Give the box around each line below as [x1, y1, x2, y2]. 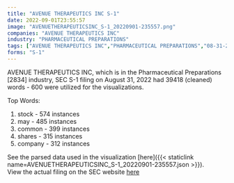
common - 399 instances [17, 125, 91, 133]
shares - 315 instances [17, 132, 83, 140]
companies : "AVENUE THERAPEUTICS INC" [7, 29, 120, 37]
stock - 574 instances [17, 109, 80, 118]
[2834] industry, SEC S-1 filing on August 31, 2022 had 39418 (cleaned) [7, 75, 212, 83]
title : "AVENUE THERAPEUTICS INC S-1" [7, 10, 120, 17]
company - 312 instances [17, 139, 91, 148]
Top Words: [7, 96, 40, 104]
